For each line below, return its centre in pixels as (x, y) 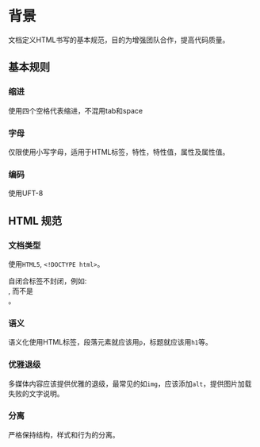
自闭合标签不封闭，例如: (48, 281)
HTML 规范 (35, 220)
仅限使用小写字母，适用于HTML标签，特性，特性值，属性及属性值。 (119, 152)
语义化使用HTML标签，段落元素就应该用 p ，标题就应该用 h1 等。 (110, 342)
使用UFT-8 (26, 193)
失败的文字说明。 (36, 393)
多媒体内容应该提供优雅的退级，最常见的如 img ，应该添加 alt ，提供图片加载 (130, 383)
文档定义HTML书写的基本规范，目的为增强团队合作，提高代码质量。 (119, 40)
